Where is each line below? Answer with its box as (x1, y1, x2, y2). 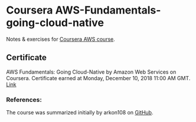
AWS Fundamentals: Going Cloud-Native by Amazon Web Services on (6, 68, 177, 75)
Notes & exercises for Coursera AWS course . (6, 35, 115, 42)
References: (6, 95, 43, 104)
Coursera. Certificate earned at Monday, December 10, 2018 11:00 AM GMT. (6, 74, 191, 81)
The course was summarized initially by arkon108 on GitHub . (6, 109, 153, 116)
